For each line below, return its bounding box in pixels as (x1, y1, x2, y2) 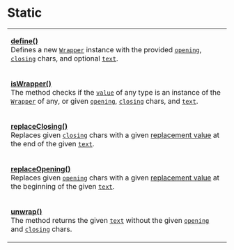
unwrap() (10, 207, 42, 217)
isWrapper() (10, 79, 52, 88)
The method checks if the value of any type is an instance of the (10, 87, 221, 97)
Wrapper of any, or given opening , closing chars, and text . (10, 96, 198, 106)
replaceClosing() (10, 121, 68, 131)
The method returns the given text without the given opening (10, 215, 210, 225)
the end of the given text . (10, 139, 95, 148)
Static (7, 5, 42, 21)
